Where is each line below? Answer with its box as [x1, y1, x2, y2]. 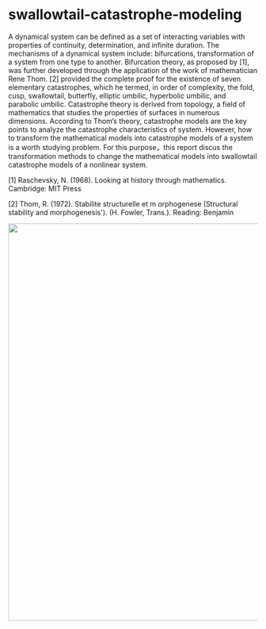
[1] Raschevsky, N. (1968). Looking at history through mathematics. [8, 175, 227, 184]
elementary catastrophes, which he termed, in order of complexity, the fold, [8, 82, 255, 92]
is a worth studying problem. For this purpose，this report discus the [8, 142, 234, 152]
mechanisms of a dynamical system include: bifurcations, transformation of [8, 48, 255, 58]
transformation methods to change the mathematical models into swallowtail [8, 151, 257, 160]
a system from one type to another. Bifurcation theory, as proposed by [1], [8, 57, 249, 67]
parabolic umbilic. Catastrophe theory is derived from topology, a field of [8, 99, 246, 109]
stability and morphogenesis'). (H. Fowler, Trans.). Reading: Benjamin [8, 207, 234, 217]
